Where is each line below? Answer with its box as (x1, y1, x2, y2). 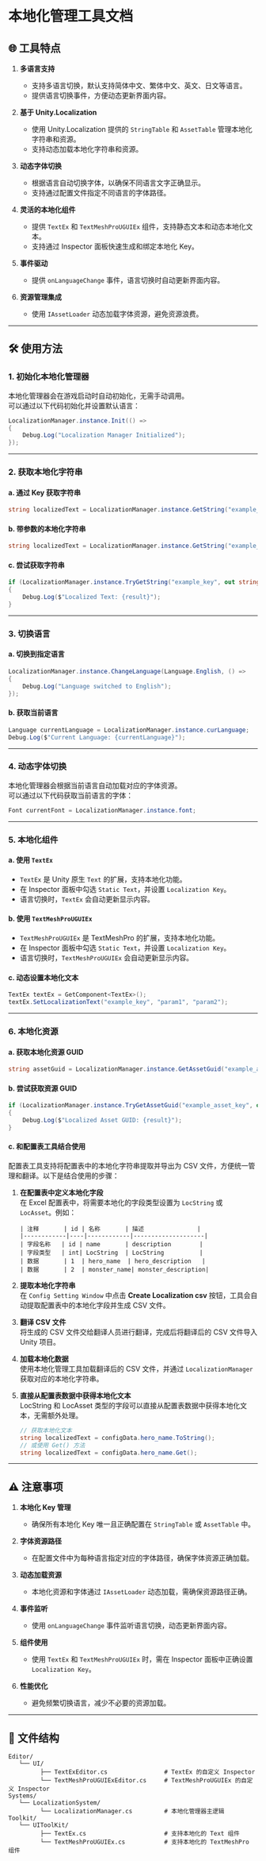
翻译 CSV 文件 (19, 1317, 66, 1326)
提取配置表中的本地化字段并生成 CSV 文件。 (26, 1300, 170, 1310)
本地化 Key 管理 (19, 1503, 71, 1512)
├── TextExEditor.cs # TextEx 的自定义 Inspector (40, 1768, 256, 1776)
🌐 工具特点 (8, 41, 61, 55)
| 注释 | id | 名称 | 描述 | (19, 1225, 201, 1233)
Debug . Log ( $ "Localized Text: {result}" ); (22, 593, 161, 601)
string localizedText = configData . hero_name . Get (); (19, 1449, 198, 1457)
